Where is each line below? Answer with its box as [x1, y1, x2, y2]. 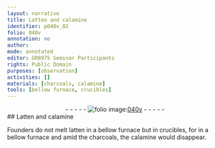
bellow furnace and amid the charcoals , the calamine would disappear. [7, 133, 207, 141]
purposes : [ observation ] [7, 67, 78, 74]
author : [7, 42, 29, 49]
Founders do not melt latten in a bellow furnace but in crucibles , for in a [7, 126, 209, 134]
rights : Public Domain [7, 61, 72, 68]
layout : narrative [7, 10, 60, 17]
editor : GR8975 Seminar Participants [7, 55, 115, 62]
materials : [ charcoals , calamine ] [7, 80, 106, 87]
